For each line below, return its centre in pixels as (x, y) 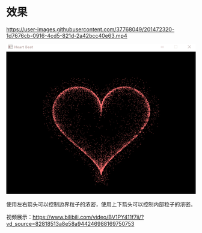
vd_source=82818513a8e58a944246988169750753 (70, 224)
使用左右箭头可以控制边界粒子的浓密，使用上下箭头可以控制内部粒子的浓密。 (101, 204)
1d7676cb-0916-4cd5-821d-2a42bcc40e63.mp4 (67, 35)
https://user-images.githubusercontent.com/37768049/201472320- (90, 29)
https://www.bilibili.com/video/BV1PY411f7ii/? (88, 217)
